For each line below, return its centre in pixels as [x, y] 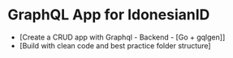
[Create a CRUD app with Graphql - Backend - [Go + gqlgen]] [122, 37]
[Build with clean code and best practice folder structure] [115, 45]
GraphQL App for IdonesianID [109, 15]
